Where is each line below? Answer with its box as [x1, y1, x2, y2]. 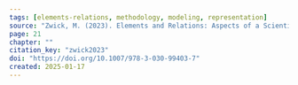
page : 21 [9, 29, 42, 38]
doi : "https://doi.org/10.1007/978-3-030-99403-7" [9, 54, 200, 63]
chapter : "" [9, 37, 53, 47]
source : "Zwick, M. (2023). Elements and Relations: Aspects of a [9, 21, 260, 30]
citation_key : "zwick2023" [9, 46, 109, 55]
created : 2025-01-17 [9, 63, 86, 72]
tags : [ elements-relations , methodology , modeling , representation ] [9, 12, 268, 22]
